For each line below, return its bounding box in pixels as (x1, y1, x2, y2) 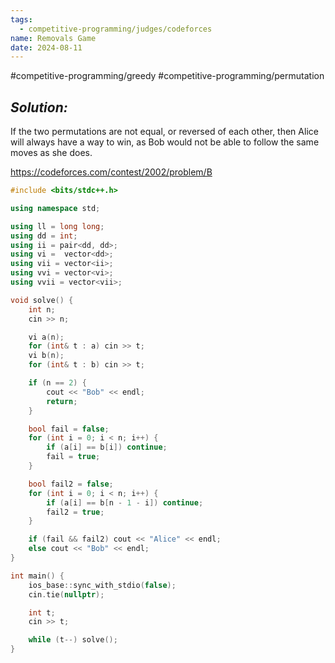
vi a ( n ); (28, 332, 65, 342)
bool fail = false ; (28, 424, 110, 434)
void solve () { (10, 295, 74, 305)
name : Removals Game (10, 33, 97, 43)
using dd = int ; (10, 231, 78, 241)
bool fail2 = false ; (28, 479, 114, 489)
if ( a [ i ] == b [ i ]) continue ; (46, 442, 168, 453)
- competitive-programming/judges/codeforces (19, 24, 213, 34)
